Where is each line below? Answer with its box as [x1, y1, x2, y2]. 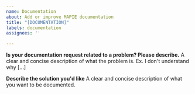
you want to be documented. [6, 81, 76, 88]
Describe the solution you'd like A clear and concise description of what [6, 75, 183, 82]
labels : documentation [6, 25, 61, 31]
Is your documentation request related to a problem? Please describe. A [6, 51, 184, 58]
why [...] [6, 64, 26, 71]
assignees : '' [6, 30, 41, 36]
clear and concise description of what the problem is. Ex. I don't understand [6, 58, 189, 65]
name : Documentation [6, 8, 57, 15]
